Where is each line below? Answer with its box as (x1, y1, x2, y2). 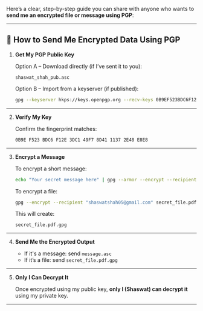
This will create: (14, 210, 55, 218)
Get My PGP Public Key (14, 51, 74, 58)
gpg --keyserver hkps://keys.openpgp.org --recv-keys (14, 96, 153, 102)
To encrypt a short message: (14, 165, 87, 172)
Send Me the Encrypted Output (14, 238, 95, 246)
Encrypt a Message (14, 153, 65, 160)
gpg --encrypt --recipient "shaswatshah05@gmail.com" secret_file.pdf (14, 199, 197, 206)
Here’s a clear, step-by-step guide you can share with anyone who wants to (6, 5, 195, 12)
